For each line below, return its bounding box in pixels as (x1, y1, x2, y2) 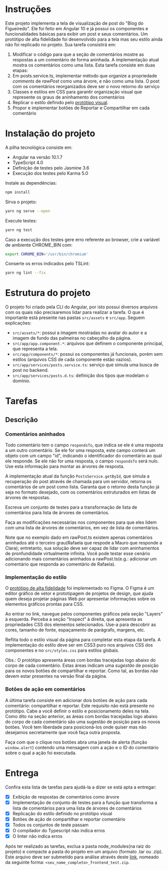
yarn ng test (5, 227, 33, 232)
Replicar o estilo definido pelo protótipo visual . (12, 99, 109, 105)
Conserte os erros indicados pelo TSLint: (5, 261, 90, 267)
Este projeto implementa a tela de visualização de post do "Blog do (5, 20, 144, 26)
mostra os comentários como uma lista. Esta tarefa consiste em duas (12, 62, 155, 68)
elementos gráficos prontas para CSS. (5, 601, 84, 607)
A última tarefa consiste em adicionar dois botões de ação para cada (5, 697, 147, 703)
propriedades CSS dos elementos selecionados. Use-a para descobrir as (5, 621, 156, 627)
